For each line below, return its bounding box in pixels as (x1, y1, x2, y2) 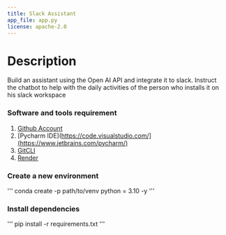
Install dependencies (7, 204, 80, 213)
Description (7, 53, 77, 69)
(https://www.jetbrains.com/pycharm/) (17, 138, 128, 147)
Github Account (17, 124, 63, 132)
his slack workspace (7, 91, 66, 99)
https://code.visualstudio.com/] (61, 131, 152, 140)
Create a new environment (7, 171, 99, 181)
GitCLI (17, 146, 36, 154)
